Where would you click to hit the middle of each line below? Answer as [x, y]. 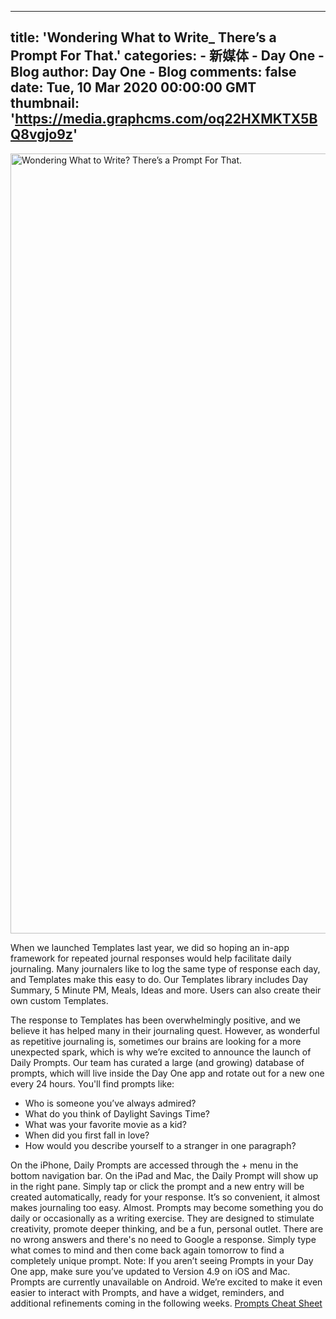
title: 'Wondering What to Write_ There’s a [143, 37]
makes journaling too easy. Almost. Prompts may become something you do [167, 1207]
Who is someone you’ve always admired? [110, 1103]
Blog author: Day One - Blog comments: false [153, 72]
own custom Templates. [59, 1000]
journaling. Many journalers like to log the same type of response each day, [165, 968]
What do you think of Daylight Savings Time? [117, 1113]
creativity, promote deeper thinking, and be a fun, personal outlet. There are [167, 1228]
